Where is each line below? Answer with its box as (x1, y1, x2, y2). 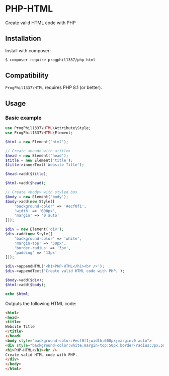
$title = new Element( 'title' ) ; (5, 158, 73, 163)
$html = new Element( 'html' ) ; (5, 139, 69, 144)
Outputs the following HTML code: (5, 300, 76, 307)
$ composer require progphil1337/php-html (5, 57, 96, 62)
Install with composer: (5, 47, 51, 53)
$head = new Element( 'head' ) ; (5, 153, 69, 158)
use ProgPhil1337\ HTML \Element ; (5, 130, 73, 135)
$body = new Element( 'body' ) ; (5, 194, 69, 199)
